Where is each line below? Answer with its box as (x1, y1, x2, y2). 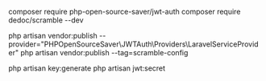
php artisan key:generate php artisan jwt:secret (8, 63, 166, 73)
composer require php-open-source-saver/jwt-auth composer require (8, 7, 241, 16)
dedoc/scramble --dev (8, 15, 84, 25)
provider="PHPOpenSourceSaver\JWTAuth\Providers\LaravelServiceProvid (8, 39, 260, 49)
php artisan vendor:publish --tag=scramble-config (19, 48, 189, 57)
